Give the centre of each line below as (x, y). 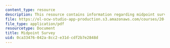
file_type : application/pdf (35, 24)
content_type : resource (30, 10)
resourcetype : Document (30, 28)
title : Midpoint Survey (30, 33)
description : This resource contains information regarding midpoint (80, 14)
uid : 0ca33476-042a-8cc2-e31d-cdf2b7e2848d (52, 38)
